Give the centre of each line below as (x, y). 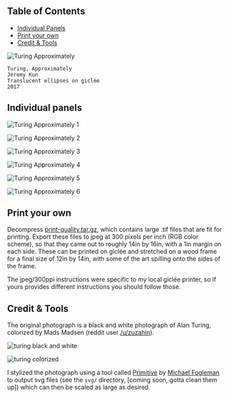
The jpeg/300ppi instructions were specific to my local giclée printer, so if (112, 279)
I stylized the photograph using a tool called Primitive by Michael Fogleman (113, 372)
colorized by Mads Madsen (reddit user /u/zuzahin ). (81, 332)
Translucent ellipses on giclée (53, 81)
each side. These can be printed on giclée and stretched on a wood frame (112, 252)
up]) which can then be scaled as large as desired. (79, 387)
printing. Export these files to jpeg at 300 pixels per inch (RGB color (103, 237)
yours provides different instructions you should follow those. (94, 287)
